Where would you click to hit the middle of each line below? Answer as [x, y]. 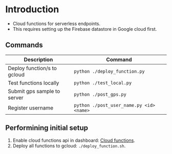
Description [38, 59]
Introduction [32, 9]
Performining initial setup [47, 128]
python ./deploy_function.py [109, 71]
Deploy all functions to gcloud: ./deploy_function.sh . [69, 146]
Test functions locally [34, 83]
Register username [31, 107]
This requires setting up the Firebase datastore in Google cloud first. [85, 29]
